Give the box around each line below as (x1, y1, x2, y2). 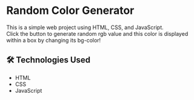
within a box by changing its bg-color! (6, 36, 101, 44)
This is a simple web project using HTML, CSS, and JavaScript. (6, 24, 164, 31)
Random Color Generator (6, 4, 135, 18)
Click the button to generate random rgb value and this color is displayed (6, 30, 189, 37)
